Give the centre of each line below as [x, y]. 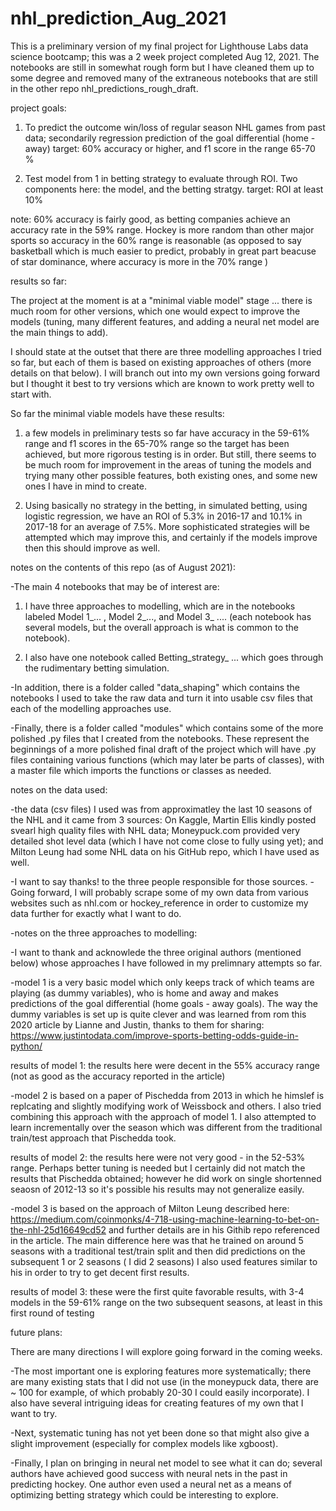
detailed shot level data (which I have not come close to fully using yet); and [167, 841]
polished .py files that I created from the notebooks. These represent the [160, 738]
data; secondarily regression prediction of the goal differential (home [166, 138]
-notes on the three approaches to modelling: [104, 933]
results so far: [39, 281]
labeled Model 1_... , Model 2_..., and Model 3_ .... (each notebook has [168, 616]
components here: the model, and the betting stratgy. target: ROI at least [174, 189]
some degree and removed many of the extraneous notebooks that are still [164, 78]
